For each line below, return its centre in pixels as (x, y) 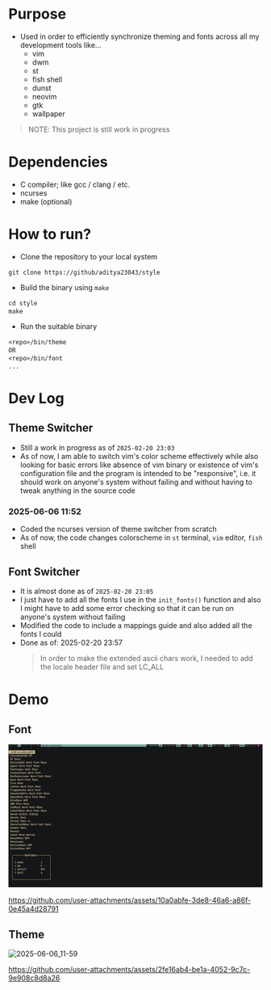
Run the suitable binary (58, 326)
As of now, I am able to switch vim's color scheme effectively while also (139, 456)
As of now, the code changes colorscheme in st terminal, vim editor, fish (141, 537)
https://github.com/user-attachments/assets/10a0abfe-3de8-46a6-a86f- (130, 900)
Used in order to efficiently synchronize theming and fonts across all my (140, 36)
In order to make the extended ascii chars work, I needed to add (146, 658)
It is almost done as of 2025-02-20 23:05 (87, 591)
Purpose (38, 14)
